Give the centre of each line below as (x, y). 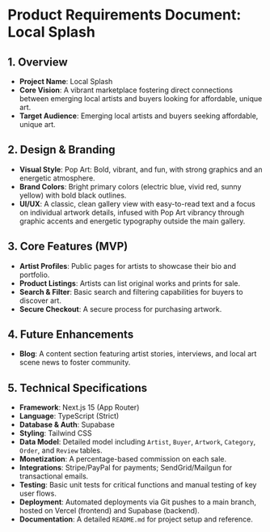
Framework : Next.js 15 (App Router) (79, 407)
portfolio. (34, 275)
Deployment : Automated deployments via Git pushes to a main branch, (137, 502)
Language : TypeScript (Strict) (69, 416)
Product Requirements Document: (124, 15)
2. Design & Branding (61, 150)
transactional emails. (54, 476)
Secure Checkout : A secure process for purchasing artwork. (120, 309)
